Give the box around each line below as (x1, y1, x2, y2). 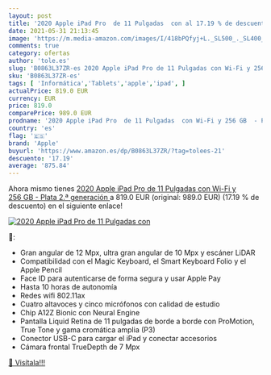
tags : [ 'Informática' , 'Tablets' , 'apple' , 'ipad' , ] (8, 79, 186, 87)
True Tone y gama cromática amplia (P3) (19, 325, 156, 335)
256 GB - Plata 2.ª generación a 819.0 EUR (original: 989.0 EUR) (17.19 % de (8, 193, 260, 202)
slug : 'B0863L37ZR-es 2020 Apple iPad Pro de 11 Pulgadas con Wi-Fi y (8, 65, 251, 73)
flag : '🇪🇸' (8, 131, 48, 140)
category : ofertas (8, 49, 70, 57)
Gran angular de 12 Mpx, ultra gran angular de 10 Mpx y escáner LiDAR (19, 248, 256, 258)
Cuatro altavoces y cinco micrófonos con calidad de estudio (19, 299, 220, 309)
